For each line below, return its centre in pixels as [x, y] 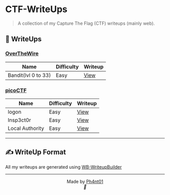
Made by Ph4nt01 [85, 181]
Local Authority [26, 128]
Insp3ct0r [19, 120]
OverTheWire [22, 54]
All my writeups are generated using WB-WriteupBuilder [64, 167]
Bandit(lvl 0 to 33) [29, 75]
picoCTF [16, 90]
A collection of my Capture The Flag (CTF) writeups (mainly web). [86, 23]
